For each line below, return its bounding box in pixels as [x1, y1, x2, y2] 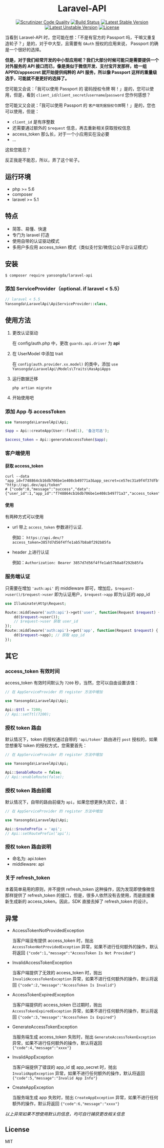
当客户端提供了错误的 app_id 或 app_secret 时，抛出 [12, 1064, 117, 1070]
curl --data [5, 474, 29, 479]
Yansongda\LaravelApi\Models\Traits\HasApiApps [12, 367, 111, 372]
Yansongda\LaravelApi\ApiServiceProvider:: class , [5, 301, 108, 306]
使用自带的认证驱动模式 [12, 238, 60, 244]
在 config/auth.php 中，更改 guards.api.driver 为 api [12, 341, 120, 346]
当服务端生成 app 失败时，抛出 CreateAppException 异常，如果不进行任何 [12, 1094, 159, 1100]
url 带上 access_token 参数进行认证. [12, 524, 83, 530]
